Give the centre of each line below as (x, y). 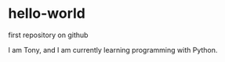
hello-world (47, 14)
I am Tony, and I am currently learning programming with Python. (113, 50)
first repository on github (48, 35)
